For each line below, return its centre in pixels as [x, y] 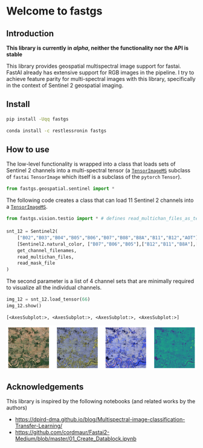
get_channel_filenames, [47, 250]
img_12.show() [24, 306]
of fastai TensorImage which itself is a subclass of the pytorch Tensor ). [94, 177]
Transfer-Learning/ [39, 426]
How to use [28, 149]
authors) [17, 408]
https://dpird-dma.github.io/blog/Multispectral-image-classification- [100, 420]
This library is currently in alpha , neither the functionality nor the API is [98, 48]
